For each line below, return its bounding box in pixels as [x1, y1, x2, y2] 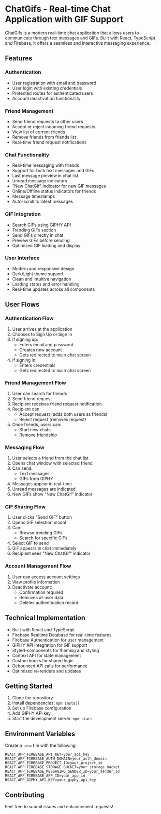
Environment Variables [5, 729, 75, 738]
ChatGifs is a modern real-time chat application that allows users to [5, 30, 139, 35]
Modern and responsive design [12, 265, 74, 271]
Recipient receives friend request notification [12, 401, 102, 407]
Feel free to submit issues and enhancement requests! [5, 803, 114, 809]
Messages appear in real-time [12, 481, 72, 487]
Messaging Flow [5, 444, 44, 451]
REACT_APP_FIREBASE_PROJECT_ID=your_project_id [5, 761, 103, 765]
